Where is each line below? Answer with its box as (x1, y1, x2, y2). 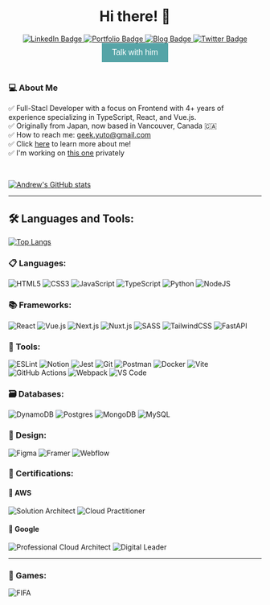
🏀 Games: (8, 570, 47, 581)
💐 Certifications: (8, 468, 74, 479)
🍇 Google (8, 525, 40, 534)
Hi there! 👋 (99, 7, 171, 26)
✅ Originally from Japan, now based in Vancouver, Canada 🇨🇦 (8, 121, 217, 131)
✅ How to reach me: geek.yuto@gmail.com (8, 130, 151, 140)
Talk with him (112, 47, 158, 57)
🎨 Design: (8, 430, 47, 441)
